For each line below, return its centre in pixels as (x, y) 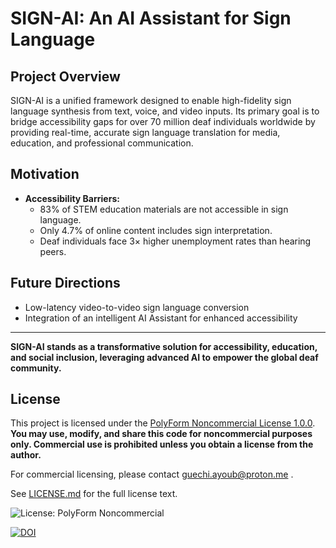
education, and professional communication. (102, 143)
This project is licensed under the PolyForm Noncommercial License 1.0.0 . (163, 423)
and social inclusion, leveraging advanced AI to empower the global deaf (164, 357)
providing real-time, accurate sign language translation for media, (145, 132)
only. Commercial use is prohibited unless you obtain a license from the (162, 444)
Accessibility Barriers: (72, 198)
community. (36, 368)
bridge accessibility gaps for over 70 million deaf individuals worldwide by (163, 121)
